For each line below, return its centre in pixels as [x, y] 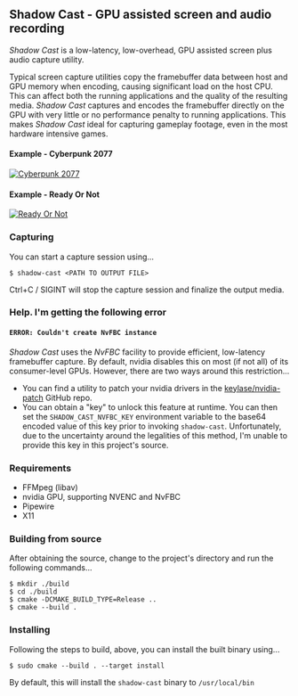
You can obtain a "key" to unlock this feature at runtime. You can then [150, 407]
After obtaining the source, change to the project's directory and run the [141, 558]
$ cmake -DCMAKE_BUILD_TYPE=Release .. [83, 600]
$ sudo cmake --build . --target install [87, 666]
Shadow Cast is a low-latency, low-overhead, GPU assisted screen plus [141, 50]
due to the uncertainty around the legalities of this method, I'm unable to [154, 435]
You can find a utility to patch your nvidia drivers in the [122, 388]
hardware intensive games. [59, 134]
